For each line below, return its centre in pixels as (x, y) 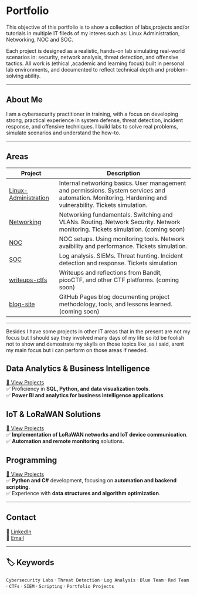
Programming (32, 460)
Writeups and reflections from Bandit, (111, 272)
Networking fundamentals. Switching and (116, 214)
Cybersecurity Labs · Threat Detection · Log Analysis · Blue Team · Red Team (98, 580)
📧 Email (15, 537)
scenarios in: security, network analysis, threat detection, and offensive (92, 57)
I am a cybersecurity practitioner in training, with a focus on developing (92, 114)
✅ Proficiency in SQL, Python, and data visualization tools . (78, 389)
